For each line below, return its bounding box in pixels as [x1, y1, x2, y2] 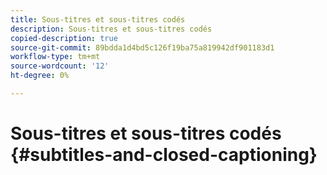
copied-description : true [10, 33, 118, 43]
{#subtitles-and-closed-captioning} [10, 144, 318, 166]
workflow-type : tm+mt [10, 52, 101, 62]
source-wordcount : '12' [10, 61, 110, 71]
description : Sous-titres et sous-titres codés [10, 24, 213, 34]
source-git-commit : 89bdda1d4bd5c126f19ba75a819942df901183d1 [10, 42, 275, 53]
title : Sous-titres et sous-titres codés [10, 14, 186, 25]
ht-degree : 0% [10, 71, 70, 81]
